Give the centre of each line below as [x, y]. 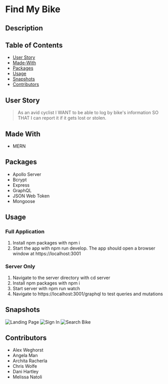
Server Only [20, 266]
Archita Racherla [30, 361]
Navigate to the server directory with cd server [61, 277]
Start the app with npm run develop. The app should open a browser [84, 248]
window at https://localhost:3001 [47, 253]
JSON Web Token [31, 196]
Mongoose [24, 201]
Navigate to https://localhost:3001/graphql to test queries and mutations [88, 294]
